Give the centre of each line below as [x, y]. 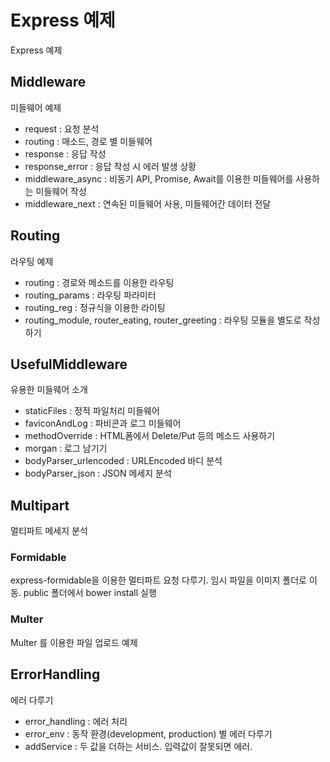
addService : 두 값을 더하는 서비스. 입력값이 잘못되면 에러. [138, 746]
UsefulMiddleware [69, 364]
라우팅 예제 [32, 261]
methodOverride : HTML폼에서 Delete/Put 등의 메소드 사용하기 [150, 436]
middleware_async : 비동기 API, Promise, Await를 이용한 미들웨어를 [159, 178]
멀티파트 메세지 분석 [49, 531]
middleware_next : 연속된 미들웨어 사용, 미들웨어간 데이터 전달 [148, 203]
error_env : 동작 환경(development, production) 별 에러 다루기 [148, 733]
